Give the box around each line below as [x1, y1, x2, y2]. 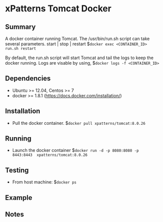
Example [5, 193, 33, 202]
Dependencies [5, 74, 51, 83]
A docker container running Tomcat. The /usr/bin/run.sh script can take [5, 36, 150, 41]
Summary [5, 23, 36, 31]
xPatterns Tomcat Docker [5, 3, 112, 14]
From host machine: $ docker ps [12, 179, 77, 185]
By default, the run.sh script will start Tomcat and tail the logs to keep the [5, 55, 154, 61]
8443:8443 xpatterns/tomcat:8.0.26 [12, 152, 88, 158]
